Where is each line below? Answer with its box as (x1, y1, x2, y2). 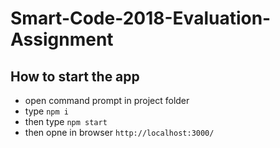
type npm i (24, 105, 69, 117)
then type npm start (24, 116, 108, 127)
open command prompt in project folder (24, 95, 190, 106)
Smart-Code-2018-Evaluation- (10, 7, 272, 30)
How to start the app (10, 68, 140, 85)
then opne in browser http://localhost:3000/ (24, 127, 215, 138)
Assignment (10, 28, 114, 51)
